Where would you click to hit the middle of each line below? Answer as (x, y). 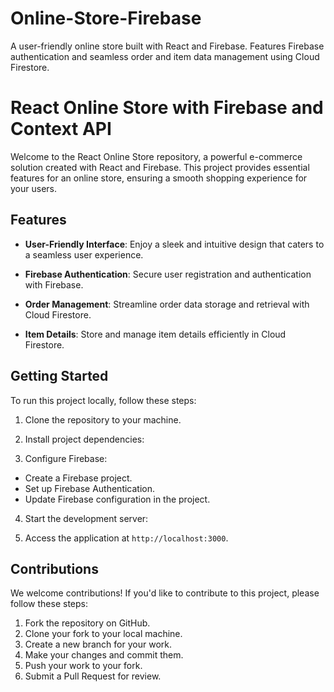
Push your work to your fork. (83, 666)
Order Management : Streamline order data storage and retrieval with (167, 304)
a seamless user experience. (84, 254)
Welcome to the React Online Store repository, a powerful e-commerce (156, 156)
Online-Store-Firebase (106, 18)
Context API (61, 129)
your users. (33, 188)
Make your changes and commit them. (104, 655)
